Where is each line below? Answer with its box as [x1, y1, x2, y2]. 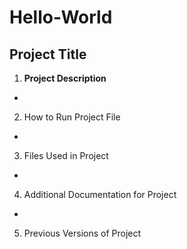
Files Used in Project [23, 150, 109, 161]
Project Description [23, 72, 107, 84]
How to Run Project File [23, 111, 121, 123]
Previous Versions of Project [23, 227, 142, 239]
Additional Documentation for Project [23, 189, 177, 200]
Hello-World [9, 6, 113, 29]
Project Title [9, 46, 87, 63]
